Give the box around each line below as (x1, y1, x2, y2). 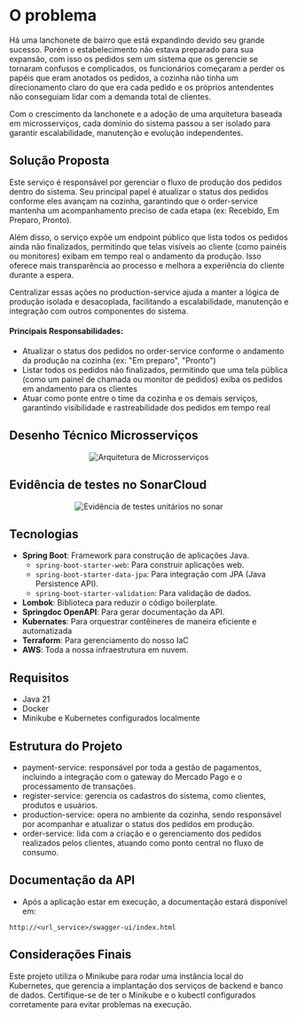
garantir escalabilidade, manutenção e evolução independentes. (9, 127, 244, 138)
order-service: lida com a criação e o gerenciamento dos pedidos (21, 828, 262, 839)
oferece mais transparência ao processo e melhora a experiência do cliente (9, 259, 285, 271)
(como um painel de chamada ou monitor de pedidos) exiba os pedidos (21, 374, 284, 385)
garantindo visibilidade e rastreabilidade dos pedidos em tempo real (21, 402, 270, 413)
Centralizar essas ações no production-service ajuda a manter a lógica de (9, 286, 279, 298)
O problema (9, 5, 98, 26)
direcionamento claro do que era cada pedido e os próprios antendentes (9, 82, 275, 92)
